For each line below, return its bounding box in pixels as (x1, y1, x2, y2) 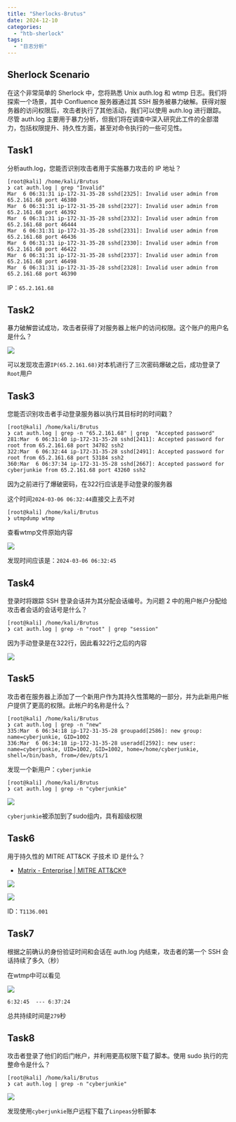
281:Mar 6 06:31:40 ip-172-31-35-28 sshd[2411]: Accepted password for (7, 436, 225, 443)
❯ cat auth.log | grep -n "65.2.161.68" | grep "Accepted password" (7, 430, 216, 437)
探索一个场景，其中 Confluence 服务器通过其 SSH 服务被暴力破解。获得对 (7, 97, 221, 105)
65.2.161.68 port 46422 (7, 245, 77, 253)
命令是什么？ (13, 1060, 51, 1069)
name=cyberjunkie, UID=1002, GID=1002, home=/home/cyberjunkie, (7, 745, 199, 752)
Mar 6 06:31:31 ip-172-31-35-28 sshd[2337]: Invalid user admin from (7, 252, 218, 259)
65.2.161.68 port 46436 (7, 233, 77, 240)
